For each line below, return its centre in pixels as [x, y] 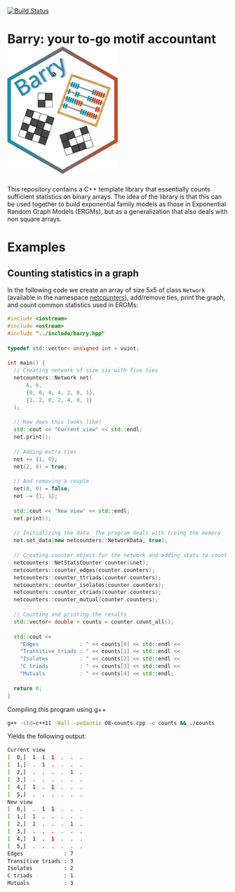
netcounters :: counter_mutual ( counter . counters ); [86, 600]
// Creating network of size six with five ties [86, 371]
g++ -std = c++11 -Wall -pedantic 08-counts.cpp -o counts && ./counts [111, 723]
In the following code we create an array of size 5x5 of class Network [106, 290]
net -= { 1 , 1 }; [36, 496]
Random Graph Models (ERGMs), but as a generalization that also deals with [117, 212]
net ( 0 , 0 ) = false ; [42, 489]
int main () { [26, 363]
